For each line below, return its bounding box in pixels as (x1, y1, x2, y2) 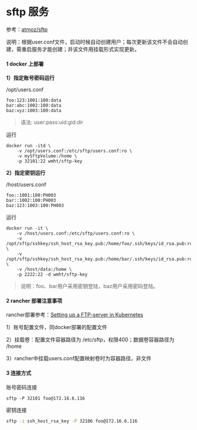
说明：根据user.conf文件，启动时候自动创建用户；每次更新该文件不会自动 (6, 38, 184, 45)
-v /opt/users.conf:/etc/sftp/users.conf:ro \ (16, 148, 133, 154)
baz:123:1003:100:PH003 (6, 203, 64, 209)
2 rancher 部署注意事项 (6, 297, 63, 304)
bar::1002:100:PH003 (6, 198, 57, 204)
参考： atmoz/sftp (6, 26, 48, 33)
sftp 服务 (6, 5, 49, 19)
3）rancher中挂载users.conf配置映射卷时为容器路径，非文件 (6, 355, 152, 362)
